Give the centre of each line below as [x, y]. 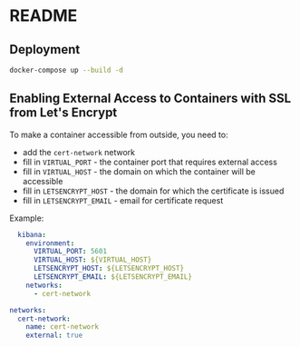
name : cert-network [63, 327]
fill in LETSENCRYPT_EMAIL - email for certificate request [123, 200]
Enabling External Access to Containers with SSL [150, 99]
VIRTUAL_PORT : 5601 [70, 252]
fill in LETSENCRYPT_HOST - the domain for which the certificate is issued [153, 191]
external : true [54, 336]
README [44, 16]
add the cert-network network [79, 152]
